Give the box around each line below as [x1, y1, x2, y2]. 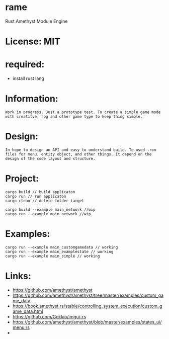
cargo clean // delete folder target [5, 198, 84, 203]
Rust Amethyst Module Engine [5, 18, 68, 24]
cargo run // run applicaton [5, 194, 66, 199]
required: [5, 59, 45, 70]
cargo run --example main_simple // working [5, 253, 100, 259]
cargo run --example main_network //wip [5, 211, 92, 216]
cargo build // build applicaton [5, 189, 75, 195]
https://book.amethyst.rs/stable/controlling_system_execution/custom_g [12, 303, 162, 309]
